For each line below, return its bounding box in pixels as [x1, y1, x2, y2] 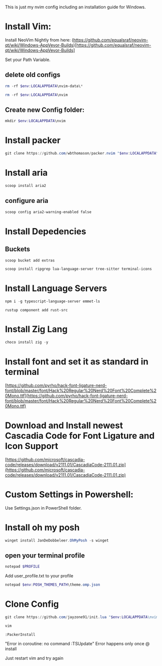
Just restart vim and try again [5, 655, 64, 661]
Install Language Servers [5, 283, 108, 294]
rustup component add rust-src [5, 308, 68, 313]
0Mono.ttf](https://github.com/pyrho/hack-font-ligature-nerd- [5, 392, 128, 399]
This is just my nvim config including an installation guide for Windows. [5, 4, 146, 10]
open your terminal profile [5, 551, 85, 559]
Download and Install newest [5, 420, 123, 431]
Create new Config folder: [5, 106, 85, 114]
